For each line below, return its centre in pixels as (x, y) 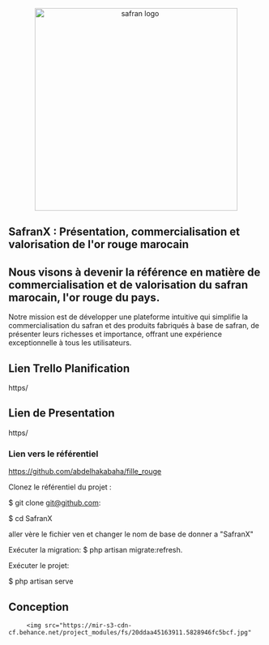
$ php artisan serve (41, 581)
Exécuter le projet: (39, 566)
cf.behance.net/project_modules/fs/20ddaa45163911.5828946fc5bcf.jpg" (130, 632)
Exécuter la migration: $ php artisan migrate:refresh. (96, 550)
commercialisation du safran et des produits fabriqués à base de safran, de (134, 326)
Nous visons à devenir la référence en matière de (134, 272)
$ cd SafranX (30, 519)
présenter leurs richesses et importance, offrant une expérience (115, 334)
